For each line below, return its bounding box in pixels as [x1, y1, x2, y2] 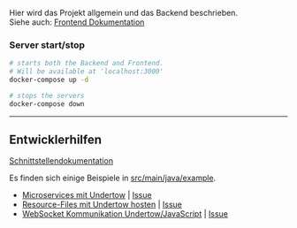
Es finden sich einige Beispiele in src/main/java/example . [9, 172, 217, 184]
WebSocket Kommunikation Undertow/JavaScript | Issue [21, 209, 228, 219]
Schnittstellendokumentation [9, 156, 113, 166]
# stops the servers [9, 91, 86, 100]
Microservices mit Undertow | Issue [21, 190, 152, 201]
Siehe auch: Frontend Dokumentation [9, 17, 145, 27]
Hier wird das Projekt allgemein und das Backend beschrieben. [9, 8, 239, 18]
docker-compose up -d [9, 75, 89, 85]
